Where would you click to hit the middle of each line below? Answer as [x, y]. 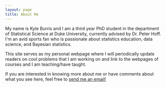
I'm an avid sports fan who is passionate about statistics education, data [79, 39]
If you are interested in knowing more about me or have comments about [80, 74]
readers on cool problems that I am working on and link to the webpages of [82, 59]
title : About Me [22, 14]
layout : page [19, 10]
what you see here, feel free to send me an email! [56, 79]
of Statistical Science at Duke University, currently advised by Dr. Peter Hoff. [83, 34]
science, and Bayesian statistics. [38, 44]
